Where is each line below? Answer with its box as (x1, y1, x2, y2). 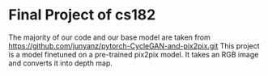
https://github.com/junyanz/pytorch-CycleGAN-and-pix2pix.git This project (8, 40, 261, 50)
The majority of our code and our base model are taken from (8, 32, 211, 42)
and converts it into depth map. (8, 58, 113, 68)
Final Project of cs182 (8, 6, 156, 24)
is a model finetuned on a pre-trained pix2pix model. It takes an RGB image (8, 49, 259, 59)
